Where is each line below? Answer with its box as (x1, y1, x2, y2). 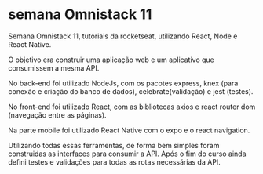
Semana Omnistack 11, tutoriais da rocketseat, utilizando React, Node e (8, 31, 238, 41)
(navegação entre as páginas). (8, 110, 108, 119)
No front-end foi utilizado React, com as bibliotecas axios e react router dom (8, 102, 256, 111)
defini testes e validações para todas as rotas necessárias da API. (8, 157, 221, 166)
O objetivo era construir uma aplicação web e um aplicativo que (8, 55, 214, 64)
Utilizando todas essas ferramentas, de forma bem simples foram (8, 140, 220, 150)
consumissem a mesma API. (8, 63, 100, 72)
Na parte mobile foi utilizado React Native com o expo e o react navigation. (8, 125, 250, 135)
